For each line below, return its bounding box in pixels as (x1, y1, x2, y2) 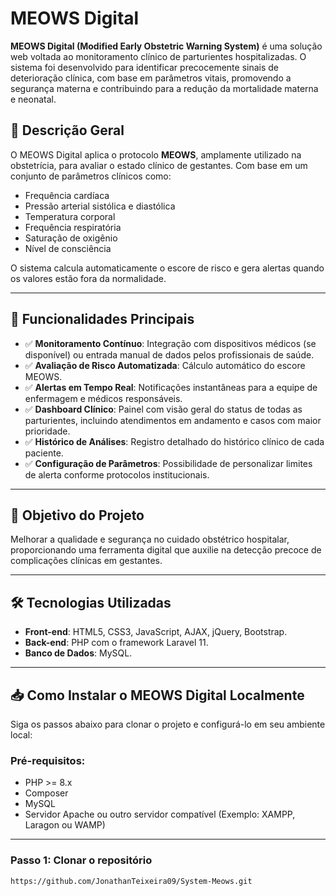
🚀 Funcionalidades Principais (10, 311, 195, 328)
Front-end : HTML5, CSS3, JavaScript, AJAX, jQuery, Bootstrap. (24, 626, 288, 638)
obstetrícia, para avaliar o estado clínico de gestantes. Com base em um (10, 159, 308, 171)
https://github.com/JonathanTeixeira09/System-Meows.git (10, 876, 253, 886)
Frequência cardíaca (24, 189, 110, 201)
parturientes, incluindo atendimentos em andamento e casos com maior (24, 414, 322, 426)
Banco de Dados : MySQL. (24, 647, 133, 659)
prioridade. (24, 425, 71, 437)
